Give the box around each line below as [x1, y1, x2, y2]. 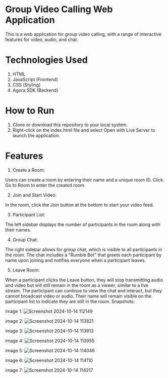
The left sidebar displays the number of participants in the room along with [5, 221, 160, 228]
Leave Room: [12, 267, 40, 273]
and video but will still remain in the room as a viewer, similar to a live [5, 282, 149, 288]
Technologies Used [5, 54, 88, 66]
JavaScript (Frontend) [12, 76, 59, 82]
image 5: [5, 347, 24, 353]
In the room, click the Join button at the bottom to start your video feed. [5, 202, 154, 208]
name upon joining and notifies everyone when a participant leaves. [5, 257, 146, 263]
